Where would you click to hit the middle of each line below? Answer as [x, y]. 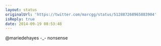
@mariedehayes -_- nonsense [37, 38]
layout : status [21, 10]
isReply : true [20, 19]
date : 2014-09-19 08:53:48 [34, 24]
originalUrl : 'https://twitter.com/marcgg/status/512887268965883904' [81, 14]
